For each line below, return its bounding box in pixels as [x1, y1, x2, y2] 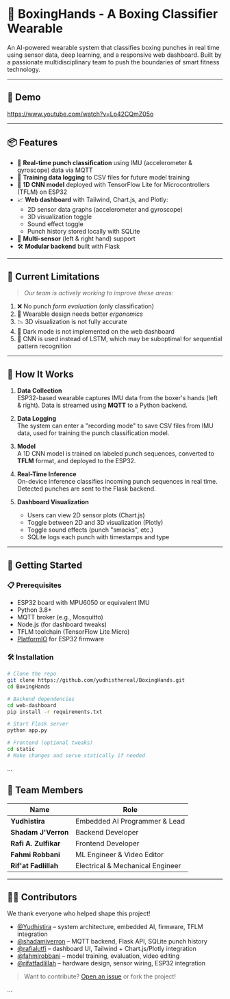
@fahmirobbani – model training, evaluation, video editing [16, 952, 180, 960]
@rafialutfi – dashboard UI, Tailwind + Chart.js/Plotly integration [16, 945, 196, 953]
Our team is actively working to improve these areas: [23, 289, 174, 297]
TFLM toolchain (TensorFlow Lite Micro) [16, 627, 130, 636]
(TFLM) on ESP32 [16, 188, 67, 196]
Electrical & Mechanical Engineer [75, 861, 181, 870]
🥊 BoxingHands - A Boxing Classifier [7, 6, 218, 22]
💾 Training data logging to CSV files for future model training [16, 173, 190, 181]
